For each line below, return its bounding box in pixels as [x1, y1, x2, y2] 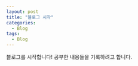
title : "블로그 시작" [6, 14, 54, 20]
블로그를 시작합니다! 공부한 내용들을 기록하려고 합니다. [6, 54, 133, 60]
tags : [6, 31, 20, 37]
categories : [6, 20, 36, 26]
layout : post [6, 8, 39, 15]
